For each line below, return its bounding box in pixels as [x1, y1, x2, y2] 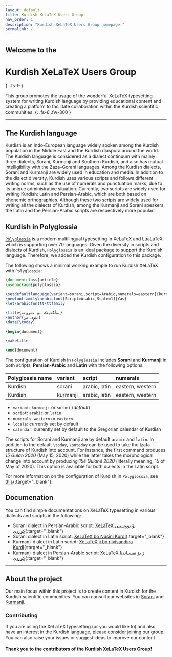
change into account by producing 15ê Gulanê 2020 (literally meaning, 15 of [5, 457, 165, 464]
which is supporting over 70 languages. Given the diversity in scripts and [5, 242, 159, 248]
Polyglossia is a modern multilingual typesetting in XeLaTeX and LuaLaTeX [5, 236, 163, 242]
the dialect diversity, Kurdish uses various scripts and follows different [5, 175, 154, 181]
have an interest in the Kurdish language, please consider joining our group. [5, 629, 165, 635]
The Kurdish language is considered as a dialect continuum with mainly [5, 153, 156, 159]
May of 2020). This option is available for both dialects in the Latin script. [5, 463, 160, 469]
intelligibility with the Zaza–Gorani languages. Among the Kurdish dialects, [5, 164, 161, 170]
